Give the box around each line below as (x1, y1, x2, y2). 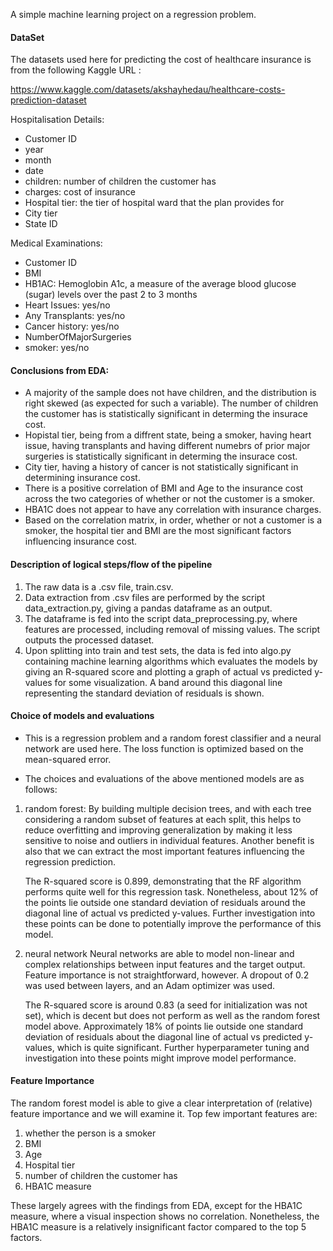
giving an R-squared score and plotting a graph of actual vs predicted (24, 665, 313, 678)
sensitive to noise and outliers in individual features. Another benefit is (24, 834, 315, 846)
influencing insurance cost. (24, 535, 138, 548)
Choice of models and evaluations (10, 710, 155, 722)
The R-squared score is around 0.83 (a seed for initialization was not (24, 999, 308, 1011)
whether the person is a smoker (24, 1127, 157, 1139)
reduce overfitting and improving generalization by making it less (24, 824, 293, 836)
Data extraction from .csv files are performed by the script (24, 591, 265, 603)
